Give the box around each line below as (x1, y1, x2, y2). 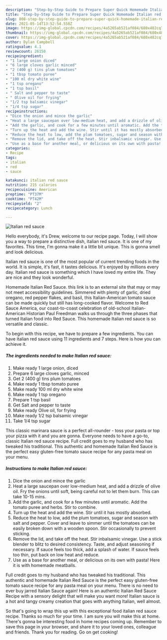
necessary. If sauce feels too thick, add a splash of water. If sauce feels (12, 547, 159, 553)
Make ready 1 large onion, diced (12, 365, 78, 371)
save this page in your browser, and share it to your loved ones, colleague (5, 624, 157, 630)
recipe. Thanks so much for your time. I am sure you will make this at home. (5, 613, 160, 619)
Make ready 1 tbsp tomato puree (12, 381, 79, 387)
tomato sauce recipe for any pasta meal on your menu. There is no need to (5, 582, 158, 589)
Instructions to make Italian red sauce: (5, 465, 87, 471)
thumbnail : (5, 30, 28, 35)
